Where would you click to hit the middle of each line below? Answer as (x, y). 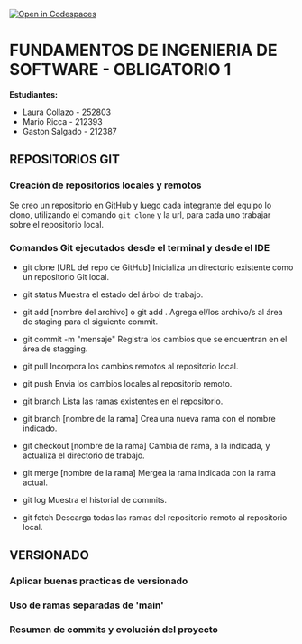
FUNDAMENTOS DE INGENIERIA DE (143, 51)
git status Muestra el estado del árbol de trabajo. (113, 294)
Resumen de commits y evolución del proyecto (114, 630)
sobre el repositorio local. (57, 224)
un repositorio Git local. (66, 276)
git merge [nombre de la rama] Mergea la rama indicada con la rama (149, 472)
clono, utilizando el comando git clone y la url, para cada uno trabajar (140, 215)
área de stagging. (55, 349)
